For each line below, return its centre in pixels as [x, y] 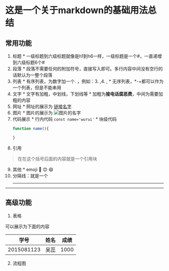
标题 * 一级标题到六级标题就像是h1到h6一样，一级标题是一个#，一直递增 [87, 56]
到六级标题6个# [29, 62]
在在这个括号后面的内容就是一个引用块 [57, 159]
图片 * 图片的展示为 [32, 113]
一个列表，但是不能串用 [37, 88]
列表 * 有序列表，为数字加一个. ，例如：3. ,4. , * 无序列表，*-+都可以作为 [88, 81]
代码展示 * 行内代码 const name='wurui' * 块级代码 [65, 119]
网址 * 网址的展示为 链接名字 [42, 107]
